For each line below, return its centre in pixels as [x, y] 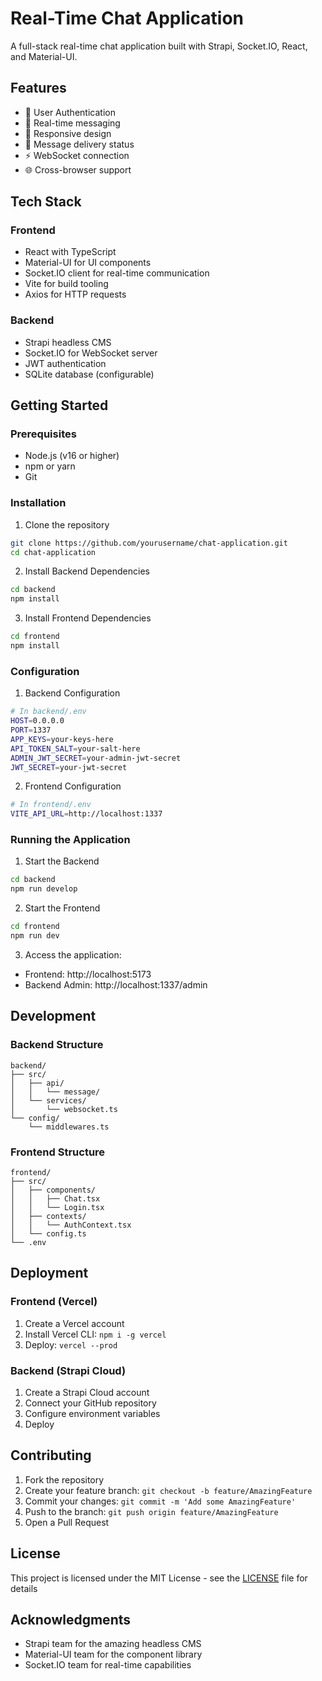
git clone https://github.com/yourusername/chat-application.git [149, 543]
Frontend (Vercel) [54, 1302]
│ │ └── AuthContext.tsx [71, 1225]
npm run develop [44, 889]
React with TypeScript [70, 252]
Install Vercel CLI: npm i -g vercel [95, 1334]
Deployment [49, 1273]
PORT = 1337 [31, 730]
